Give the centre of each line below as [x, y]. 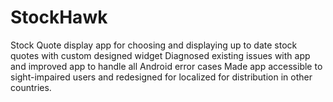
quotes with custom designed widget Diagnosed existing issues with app [160, 55]
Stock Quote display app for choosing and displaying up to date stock [154, 45]
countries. [31, 87]
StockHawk [59, 17]
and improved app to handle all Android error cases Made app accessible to [166, 66]
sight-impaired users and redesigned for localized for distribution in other [161, 77]
